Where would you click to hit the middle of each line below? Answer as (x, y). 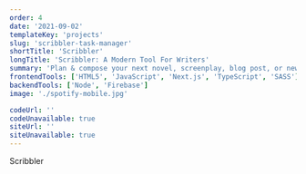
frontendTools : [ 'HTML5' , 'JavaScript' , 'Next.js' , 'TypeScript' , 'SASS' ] (154, 77)
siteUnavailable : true (52, 135)
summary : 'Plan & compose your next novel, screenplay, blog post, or (146, 69)
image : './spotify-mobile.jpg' (69, 93)
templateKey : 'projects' (56, 34)
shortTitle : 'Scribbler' (56, 52)
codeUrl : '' (32, 110)
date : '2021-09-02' (46, 26)
